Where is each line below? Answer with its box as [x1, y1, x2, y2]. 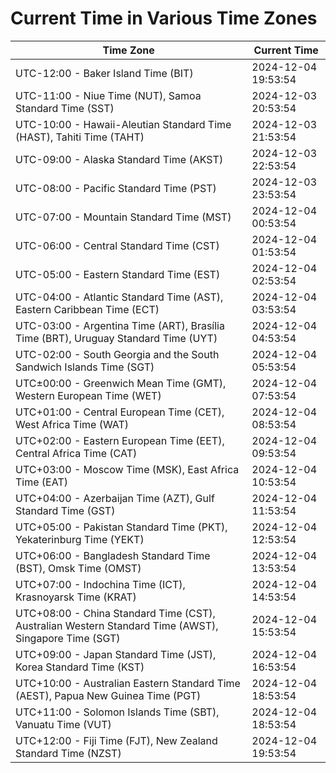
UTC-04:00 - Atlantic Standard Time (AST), [15, 290, 224, 304]
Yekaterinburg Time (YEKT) [15, 532, 145, 546]
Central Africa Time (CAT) [15, 446, 138, 460]
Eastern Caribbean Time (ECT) [15, 302, 160, 316]
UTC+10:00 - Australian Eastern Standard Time [15, 676, 241, 690]
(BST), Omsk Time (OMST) [15, 561, 142, 575]
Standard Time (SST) [15, 101, 115, 115]
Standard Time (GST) [15, 503, 116, 517]
